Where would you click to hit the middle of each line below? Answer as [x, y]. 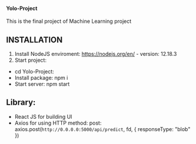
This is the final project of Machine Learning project [69, 21]
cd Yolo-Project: [34, 72]
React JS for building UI [43, 116]
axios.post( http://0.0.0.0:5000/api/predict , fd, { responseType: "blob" [102, 129]
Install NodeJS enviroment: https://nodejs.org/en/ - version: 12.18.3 [96, 54]
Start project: [31, 60]
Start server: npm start [42, 84]
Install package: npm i [41, 78]
